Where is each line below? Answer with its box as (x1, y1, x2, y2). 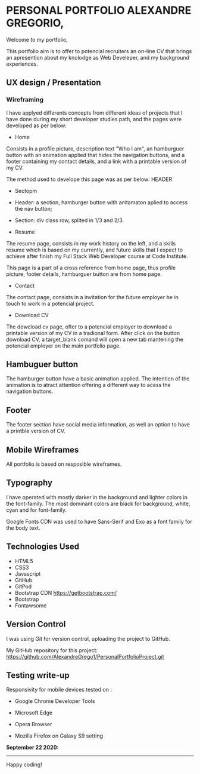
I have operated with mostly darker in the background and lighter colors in (6, 493, 188, 500)
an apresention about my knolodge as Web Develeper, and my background (6, 54, 189, 61)
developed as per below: (6, 122, 67, 129)
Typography (6, 478, 52, 488)
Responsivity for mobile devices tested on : (6, 686, 112, 693)
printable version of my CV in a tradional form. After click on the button (6, 329, 180, 336)
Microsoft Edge (14, 709, 53, 717)
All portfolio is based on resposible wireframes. (6, 460, 122, 468)
